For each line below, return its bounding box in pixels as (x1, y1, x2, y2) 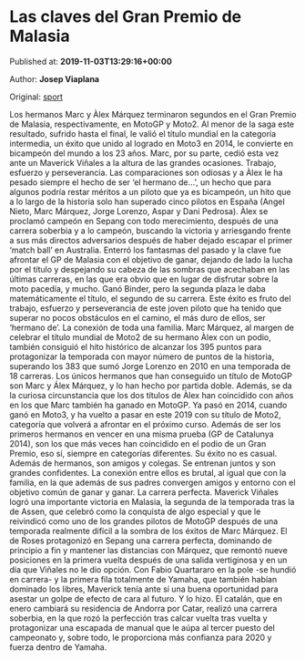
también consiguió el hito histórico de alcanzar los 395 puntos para (9, 341, 262, 352)
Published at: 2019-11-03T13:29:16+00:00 (9, 56, 173, 67)
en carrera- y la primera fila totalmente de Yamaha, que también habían (9, 573, 278, 584)
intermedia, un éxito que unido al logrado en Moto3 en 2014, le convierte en (9, 138, 294, 149)
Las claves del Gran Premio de (9, 6, 242, 27)
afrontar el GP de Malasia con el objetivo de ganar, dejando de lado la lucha (9, 253, 293, 265)
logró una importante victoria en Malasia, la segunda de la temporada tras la (9, 496, 295, 507)
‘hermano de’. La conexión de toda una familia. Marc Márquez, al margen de (9, 322, 294, 333)
